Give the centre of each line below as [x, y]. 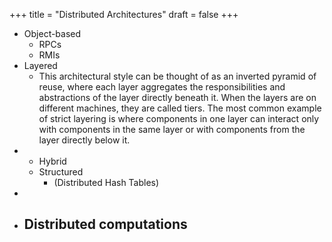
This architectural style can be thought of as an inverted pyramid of [177, 76]
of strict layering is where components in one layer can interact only [179, 118]
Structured [61, 172]
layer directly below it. [84, 140]
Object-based [52, 33]
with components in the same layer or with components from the [172, 129]
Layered [40, 65]
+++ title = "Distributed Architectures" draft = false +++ [124, 14]
